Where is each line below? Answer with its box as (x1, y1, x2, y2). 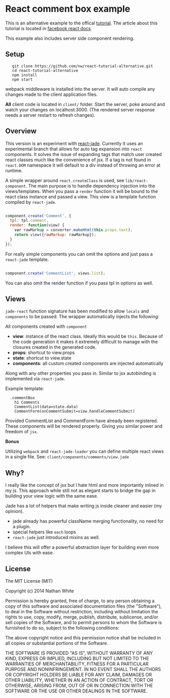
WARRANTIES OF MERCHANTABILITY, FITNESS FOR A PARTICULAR (5, 661, 149, 667)
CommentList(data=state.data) (14, 404, 79, 409)
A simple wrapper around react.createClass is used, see (5, 177, 124, 184)
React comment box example (5, 3, 130, 15)
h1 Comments (14, 400, 40, 405)
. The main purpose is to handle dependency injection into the (25, 183, 155, 189)
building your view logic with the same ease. (5, 493, 98, 499)
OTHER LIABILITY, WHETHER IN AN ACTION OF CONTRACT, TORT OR (5, 677, 153, 683)
